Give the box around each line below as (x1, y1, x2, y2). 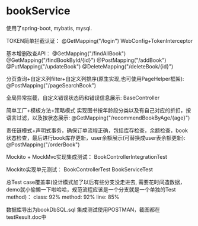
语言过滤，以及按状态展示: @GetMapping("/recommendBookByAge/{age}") (6, 114, 190, 121)
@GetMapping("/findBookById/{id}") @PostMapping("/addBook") (6, 56, 167, 64)
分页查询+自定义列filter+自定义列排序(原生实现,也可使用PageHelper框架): (6, 75, 184, 82)
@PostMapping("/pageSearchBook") (6, 81, 97, 89)
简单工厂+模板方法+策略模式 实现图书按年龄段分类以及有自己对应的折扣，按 (6, 106, 191, 114)
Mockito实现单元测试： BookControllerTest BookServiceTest (6, 165, 153, 173)
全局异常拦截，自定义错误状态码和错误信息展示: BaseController (6, 94, 160, 101)
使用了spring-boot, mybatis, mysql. (6, 24, 92, 32)
